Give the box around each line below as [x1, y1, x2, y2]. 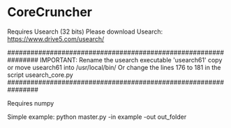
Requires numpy [7, 99, 54, 107]
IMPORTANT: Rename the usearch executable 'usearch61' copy [39, 55, 223, 64]
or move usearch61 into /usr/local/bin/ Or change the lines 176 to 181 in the [7, 63, 221, 71]
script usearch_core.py [7, 71, 73, 79]
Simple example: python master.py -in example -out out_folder [7, 113, 187, 121]
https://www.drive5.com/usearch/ [7, 34, 105, 43]
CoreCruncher [7, 4, 93, 20]
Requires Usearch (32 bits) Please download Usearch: [7, 27, 163, 36]
